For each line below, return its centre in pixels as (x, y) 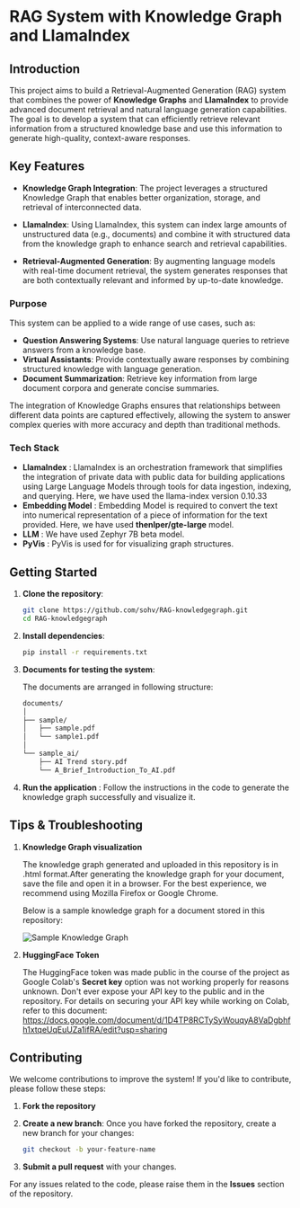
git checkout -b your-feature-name (89, 1150)
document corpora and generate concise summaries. (121, 388)
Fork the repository (59, 1106)
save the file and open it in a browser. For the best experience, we (144, 884)
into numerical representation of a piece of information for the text (145, 515)
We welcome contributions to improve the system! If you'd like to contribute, (150, 1079)
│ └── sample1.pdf (61, 737)
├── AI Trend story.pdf (83, 761)
